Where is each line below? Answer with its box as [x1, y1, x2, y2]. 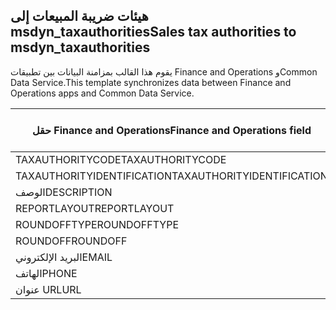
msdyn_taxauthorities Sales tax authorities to [10, 24, 297, 41]
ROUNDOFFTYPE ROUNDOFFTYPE [15, 217, 179, 231]
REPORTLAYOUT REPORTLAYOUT [15, 201, 175, 215]
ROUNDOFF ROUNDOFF [15, 234, 128, 248]
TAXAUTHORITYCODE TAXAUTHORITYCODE [15, 152, 227, 166]
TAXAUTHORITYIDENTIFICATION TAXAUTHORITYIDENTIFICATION [15, 169, 328, 183]
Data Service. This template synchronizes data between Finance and [10, 76, 292, 88]
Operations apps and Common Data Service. [10, 87, 195, 99]
